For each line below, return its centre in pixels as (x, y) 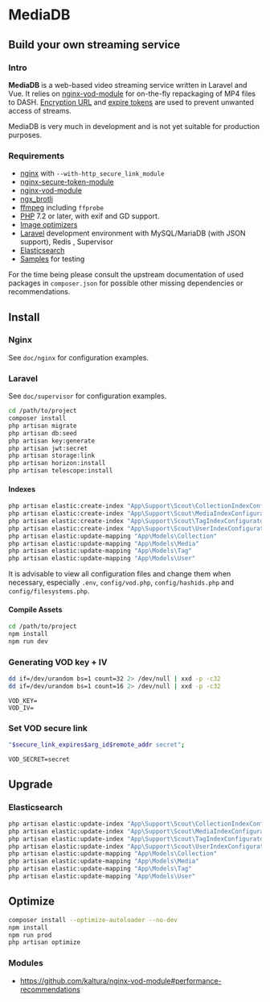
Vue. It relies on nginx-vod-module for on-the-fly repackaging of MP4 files (132, 94)
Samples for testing (52, 259)
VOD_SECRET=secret (39, 759)
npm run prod (30, 935)
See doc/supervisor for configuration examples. (88, 396)
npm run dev (28, 642)
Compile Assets (35, 609)
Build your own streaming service (94, 45)
